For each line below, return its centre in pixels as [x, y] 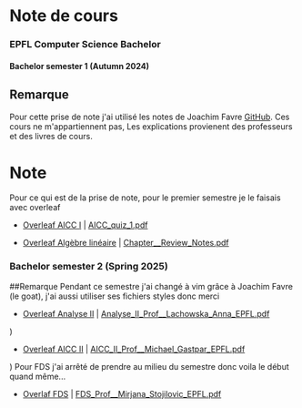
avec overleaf [35, 208]
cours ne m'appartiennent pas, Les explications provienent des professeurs [151, 126]
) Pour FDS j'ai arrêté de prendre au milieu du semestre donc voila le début [149, 366]
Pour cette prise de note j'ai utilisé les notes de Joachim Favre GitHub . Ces [150, 117]
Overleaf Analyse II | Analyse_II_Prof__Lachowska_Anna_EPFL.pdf [146, 313]
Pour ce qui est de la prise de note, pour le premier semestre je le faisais [145, 198]
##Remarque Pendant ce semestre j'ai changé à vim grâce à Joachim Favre [151, 286]
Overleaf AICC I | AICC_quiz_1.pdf [85, 225]
